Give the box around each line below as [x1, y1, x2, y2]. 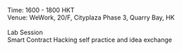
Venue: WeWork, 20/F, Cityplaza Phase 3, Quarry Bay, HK [7, 13, 175, 22]
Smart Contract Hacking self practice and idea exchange [7, 36, 173, 44]
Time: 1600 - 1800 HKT [7, 6, 75, 14]
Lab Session [7, 28, 44, 36]
